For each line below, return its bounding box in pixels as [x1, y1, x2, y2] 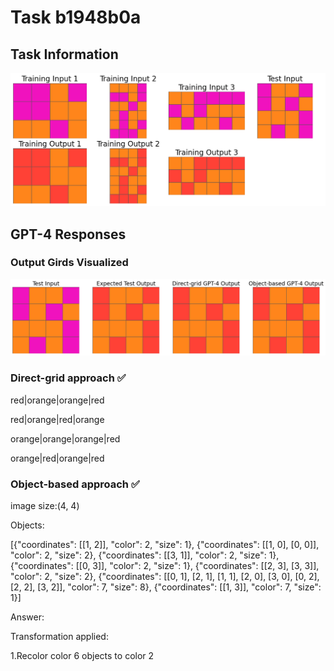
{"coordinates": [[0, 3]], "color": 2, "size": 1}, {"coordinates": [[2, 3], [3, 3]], [10, 559, 320, 571]
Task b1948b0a [10, 6, 142, 29]
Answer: [10, 611, 45, 623]
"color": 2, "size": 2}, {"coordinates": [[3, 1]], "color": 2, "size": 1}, [10, 549, 280, 561]
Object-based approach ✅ [10, 477, 140, 491]
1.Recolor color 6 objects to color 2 [10, 649, 155, 661]
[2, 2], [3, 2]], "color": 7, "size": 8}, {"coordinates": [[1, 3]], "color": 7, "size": [10, 581, 322, 593]
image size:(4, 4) [10, 499, 80, 511]
